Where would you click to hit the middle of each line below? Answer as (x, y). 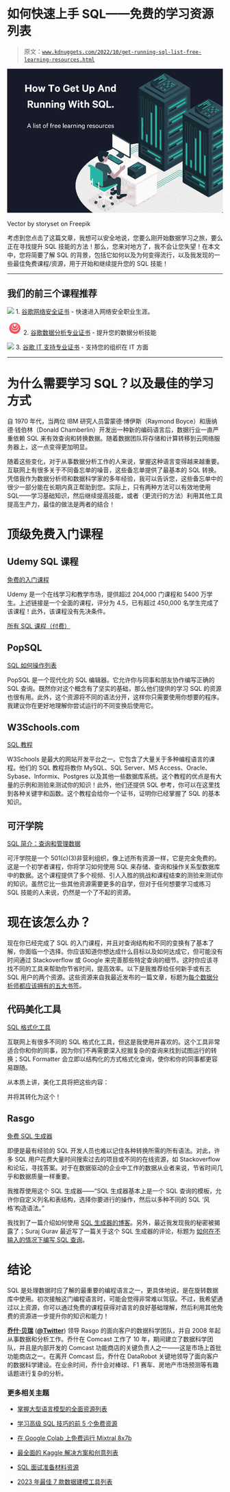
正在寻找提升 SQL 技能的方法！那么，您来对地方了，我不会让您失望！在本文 (114, 246)
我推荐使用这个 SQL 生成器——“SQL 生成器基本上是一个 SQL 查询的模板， (111, 1190)
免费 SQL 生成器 (30, 1136)
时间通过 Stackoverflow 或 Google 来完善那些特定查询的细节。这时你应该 (110, 960)
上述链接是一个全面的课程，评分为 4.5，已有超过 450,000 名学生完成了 (119, 602)
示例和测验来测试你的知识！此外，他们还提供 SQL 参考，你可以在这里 (116, 785)
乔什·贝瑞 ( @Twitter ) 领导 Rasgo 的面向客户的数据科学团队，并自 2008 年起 (114, 1330)
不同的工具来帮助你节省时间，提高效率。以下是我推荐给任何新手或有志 (112, 969)
